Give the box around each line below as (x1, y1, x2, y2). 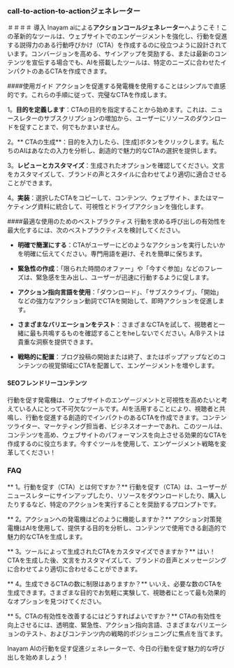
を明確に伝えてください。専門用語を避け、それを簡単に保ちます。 (17, 249, 206, 258)
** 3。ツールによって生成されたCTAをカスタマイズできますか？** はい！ (7, 547, 216, 556)
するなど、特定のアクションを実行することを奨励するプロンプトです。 (19, 500, 220, 508)
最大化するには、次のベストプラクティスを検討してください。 (7, 226, 184, 235)
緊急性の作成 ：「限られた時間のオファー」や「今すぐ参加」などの (17, 264, 205, 273)
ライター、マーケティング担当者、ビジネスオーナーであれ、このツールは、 (13, 421, 227, 430)
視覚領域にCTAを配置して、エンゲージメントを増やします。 (47, 361, 219, 370)
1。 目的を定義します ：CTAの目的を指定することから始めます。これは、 (7, 106, 212, 114)
